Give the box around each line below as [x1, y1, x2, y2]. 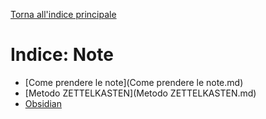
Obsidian [24, 97, 62, 109]
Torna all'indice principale [10, 9, 117, 20]
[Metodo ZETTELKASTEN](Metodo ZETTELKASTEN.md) [24, 87, 257, 99]
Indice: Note [10, 44, 114, 66]
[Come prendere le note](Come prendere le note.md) [24, 76, 244, 88]
